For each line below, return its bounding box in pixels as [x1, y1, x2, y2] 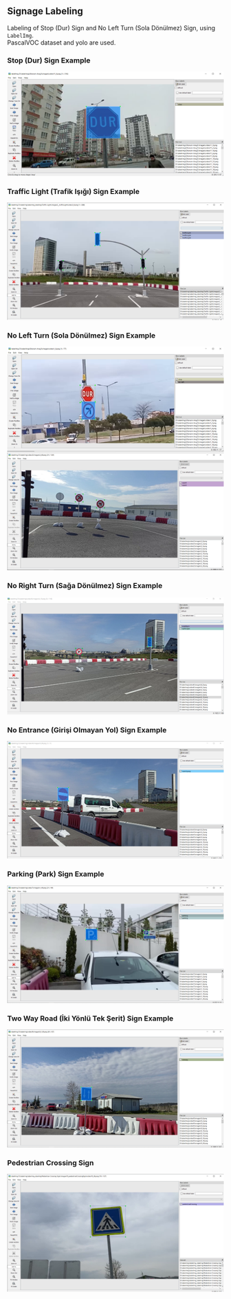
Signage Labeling [7, 6, 84, 17]
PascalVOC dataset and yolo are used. [7, 38, 116, 47]
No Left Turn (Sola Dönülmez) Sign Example [7, 330, 156, 340]
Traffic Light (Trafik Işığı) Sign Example [7, 186, 140, 196]
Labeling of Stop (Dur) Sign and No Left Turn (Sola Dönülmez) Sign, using [7, 23, 215, 32]
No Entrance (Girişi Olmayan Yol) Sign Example [7, 725, 167, 734]
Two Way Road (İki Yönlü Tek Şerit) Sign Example [7, 1014, 174, 1023]
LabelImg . [7, 31, 34, 39]
